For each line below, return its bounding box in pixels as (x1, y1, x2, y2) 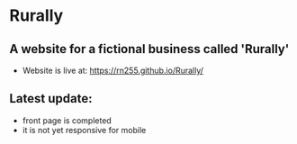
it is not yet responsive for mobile (22, 124, 147, 135)
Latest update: (9, 91, 93, 106)
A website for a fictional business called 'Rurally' (9, 41, 290, 57)
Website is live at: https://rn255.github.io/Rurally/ (22, 65, 204, 76)
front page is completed (22, 114, 112, 126)
